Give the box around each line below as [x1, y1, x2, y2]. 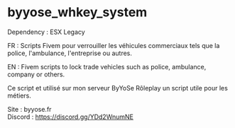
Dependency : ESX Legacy [7, 28, 85, 36]
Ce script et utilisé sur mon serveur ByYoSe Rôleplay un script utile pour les [7, 83, 229, 92]
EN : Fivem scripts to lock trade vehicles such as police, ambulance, [7, 62, 207, 71]
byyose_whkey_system [7, 4, 148, 21]
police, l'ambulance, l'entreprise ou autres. [7, 49, 133, 57]
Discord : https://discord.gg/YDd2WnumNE [7, 112, 133, 121]
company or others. [7, 70, 65, 78]
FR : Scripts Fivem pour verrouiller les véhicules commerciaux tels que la [7, 41, 220, 50]
